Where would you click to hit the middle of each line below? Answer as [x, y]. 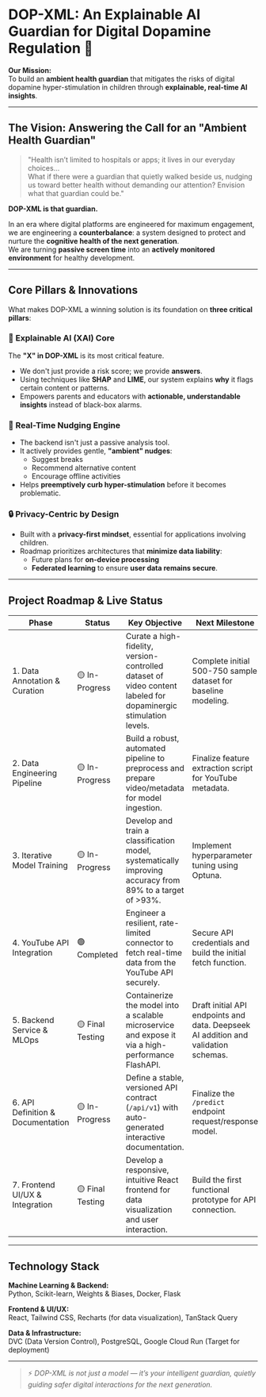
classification [150, 841]
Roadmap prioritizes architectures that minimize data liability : [121, 551]
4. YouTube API [41, 943]
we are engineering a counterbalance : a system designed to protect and [127, 233]
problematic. [40, 493]
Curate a [142, 637]
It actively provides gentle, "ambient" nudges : [96, 451]
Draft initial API [220, 1006]
